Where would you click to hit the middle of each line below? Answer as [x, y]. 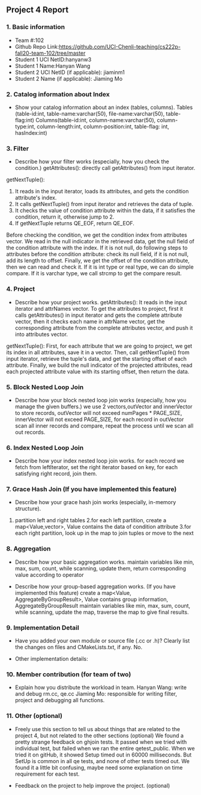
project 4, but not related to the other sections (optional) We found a [99, 735]
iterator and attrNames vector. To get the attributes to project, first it [99, 308]
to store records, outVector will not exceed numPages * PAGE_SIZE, [98, 413]
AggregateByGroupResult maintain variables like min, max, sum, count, [103, 605]
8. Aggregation [28, 549]
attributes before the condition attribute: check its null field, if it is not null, [97, 254]
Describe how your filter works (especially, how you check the [92, 161]
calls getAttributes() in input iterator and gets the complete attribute [98, 315]
